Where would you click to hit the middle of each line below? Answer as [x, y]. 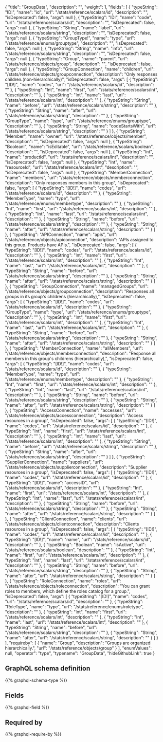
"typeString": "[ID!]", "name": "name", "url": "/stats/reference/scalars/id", [78, 539]
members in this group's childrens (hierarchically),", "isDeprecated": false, [79, 359]
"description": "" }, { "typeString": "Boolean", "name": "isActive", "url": [75, 545]
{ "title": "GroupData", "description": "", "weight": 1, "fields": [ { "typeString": [81, 7]
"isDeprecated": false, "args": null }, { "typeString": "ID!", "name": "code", [79, 17]
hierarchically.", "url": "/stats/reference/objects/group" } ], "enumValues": [78, 648]
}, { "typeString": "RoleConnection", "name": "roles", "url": [63, 581]
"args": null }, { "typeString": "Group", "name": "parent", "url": [67, 59]
